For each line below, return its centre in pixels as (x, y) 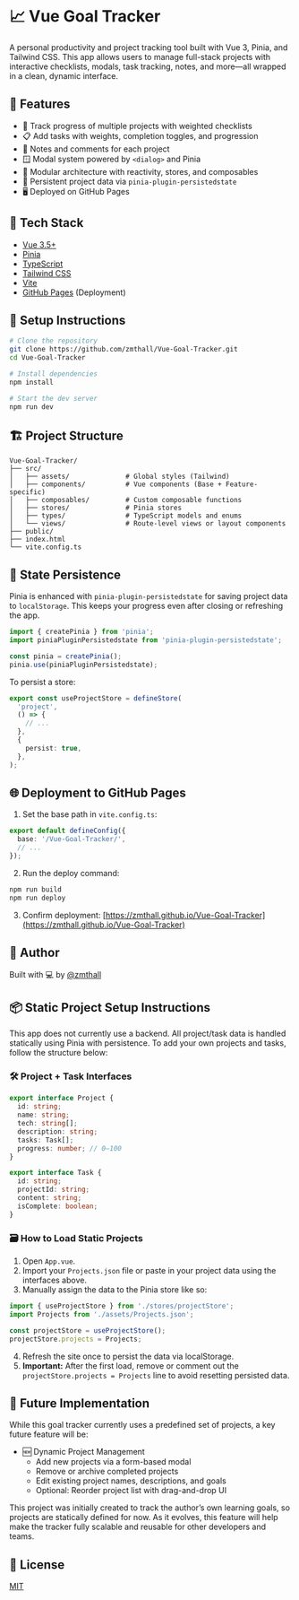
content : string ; (50, 1198)
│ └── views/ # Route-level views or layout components (148, 524)
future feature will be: (49, 1434)
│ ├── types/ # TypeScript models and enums (126, 516)
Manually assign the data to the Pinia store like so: (115, 1290)
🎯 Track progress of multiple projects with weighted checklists (137, 126)
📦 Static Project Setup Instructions (110, 1008)
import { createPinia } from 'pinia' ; (81, 632)
